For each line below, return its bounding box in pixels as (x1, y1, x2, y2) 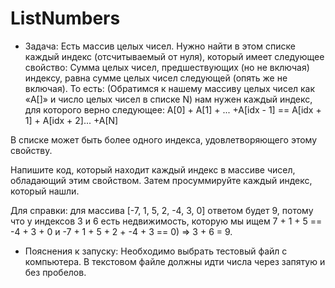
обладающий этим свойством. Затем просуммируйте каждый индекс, (10, 174, 313, 186)
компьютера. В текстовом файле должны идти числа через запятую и (24, 255, 326, 267)
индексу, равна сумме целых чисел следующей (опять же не (24, 72, 288, 84)
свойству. (10, 144, 53, 156)
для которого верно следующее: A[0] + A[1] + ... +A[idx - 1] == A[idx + (24, 103, 322, 116)
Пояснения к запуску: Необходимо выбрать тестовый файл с (24, 245, 288, 257)
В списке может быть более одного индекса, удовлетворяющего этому (10, 133, 318, 146)
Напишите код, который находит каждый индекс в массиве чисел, (10, 163, 296, 176)
